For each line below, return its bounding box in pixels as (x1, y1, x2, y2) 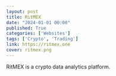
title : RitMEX (6, 14, 42, 20)
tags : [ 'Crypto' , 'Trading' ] (6, 36, 79, 42)
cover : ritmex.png (6, 47, 52, 53)
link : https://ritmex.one (6, 42, 70, 48)
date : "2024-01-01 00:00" (6, 19, 70, 25)
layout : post (6, 8, 39, 15)
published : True (6, 25, 46, 31)
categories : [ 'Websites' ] (6, 31, 70, 37)
